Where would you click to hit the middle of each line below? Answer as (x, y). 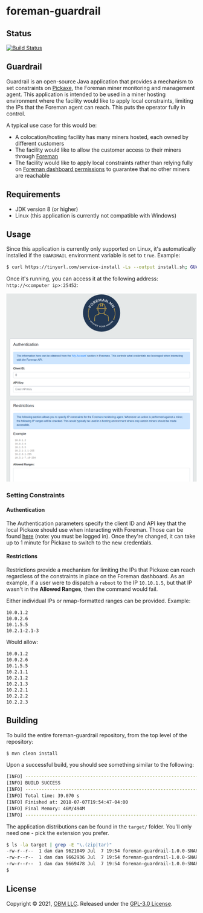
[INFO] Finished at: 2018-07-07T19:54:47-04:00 (67, 802)
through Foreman (37, 156)
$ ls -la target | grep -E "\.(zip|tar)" (59, 845)
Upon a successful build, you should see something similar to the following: (100, 765)
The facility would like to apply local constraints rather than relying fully (104, 163)
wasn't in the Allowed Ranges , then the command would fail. (82, 589)
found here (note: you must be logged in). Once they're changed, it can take (101, 536)
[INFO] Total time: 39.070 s (43, 796)
